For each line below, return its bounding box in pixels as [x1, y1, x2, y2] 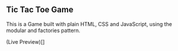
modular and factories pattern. [6, 27, 81, 34]
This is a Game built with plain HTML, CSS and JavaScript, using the [6, 20, 173, 27]
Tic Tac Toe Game [6, 5, 74, 15]
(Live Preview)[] [6, 38, 45, 45]
